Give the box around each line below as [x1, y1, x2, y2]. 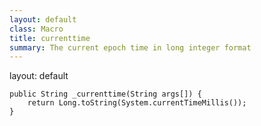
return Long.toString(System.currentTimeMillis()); [27, 98, 247, 108]
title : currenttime [9, 33, 91, 43]
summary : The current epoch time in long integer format [9, 42, 252, 53]
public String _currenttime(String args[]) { [9, 89, 202, 100]
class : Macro [9, 24, 64, 34]
